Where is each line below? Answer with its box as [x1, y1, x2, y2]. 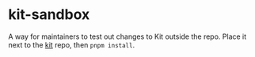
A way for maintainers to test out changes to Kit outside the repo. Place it [8, 32, 247, 41]
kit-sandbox [8, 6, 90, 24]
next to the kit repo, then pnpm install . [8, 40, 135, 49]
